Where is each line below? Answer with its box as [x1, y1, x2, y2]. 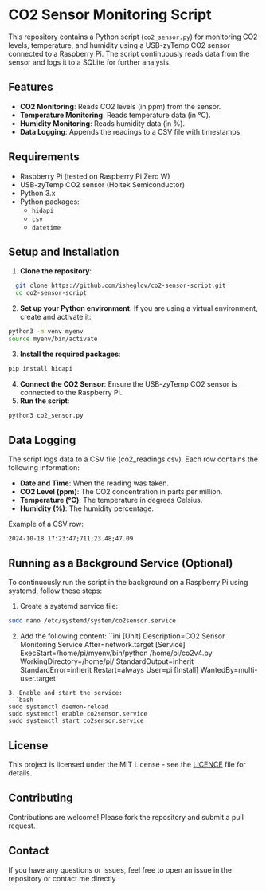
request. [8, 821, 36, 830]
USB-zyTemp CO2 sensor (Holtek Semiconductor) [19, 179, 186, 189]
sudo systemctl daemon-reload [8, 703, 109, 711]
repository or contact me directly [8, 873, 116, 883]
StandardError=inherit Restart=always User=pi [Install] [19, 665, 199, 675]
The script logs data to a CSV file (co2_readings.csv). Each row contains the [8, 454, 259, 464]
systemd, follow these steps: [8, 586, 103, 595]
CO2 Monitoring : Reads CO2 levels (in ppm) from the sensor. [19, 101, 221, 111]
